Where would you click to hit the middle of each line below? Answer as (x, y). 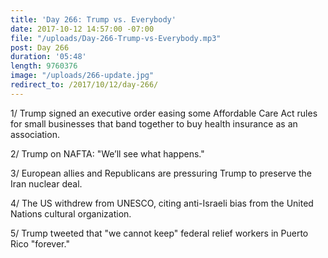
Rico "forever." (40, 243)
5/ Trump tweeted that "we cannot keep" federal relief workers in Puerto (159, 233)
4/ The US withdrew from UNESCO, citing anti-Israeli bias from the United (162, 203)
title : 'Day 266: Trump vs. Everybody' (93, 19)
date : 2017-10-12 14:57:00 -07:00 (82, 29)
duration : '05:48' (48, 57)
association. (35, 134)
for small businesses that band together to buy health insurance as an (154, 123)
